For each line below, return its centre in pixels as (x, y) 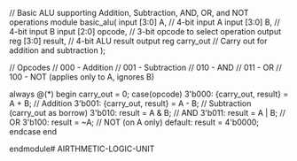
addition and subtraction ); (58, 50)
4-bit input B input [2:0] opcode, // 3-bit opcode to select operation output (145, 31)
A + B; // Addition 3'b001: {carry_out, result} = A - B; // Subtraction (130, 103)
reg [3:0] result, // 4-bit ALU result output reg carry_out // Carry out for (138, 41)
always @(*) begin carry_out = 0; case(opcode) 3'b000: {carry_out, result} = (149, 94)
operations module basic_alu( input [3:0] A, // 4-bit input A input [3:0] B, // (145, 22)
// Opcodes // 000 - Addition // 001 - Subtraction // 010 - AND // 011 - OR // (145, 67)
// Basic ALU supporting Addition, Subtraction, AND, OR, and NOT (129, 13)
